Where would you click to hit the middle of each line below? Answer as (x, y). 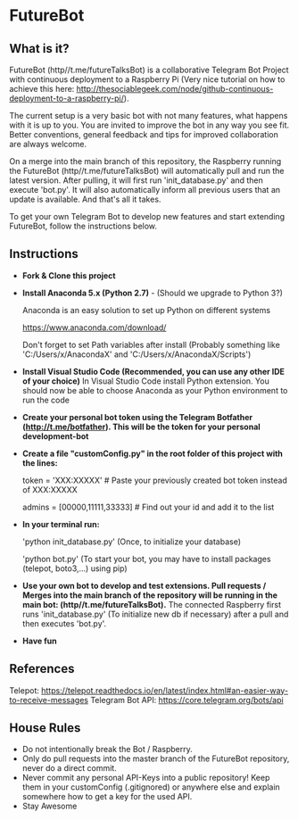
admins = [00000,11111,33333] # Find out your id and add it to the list (148, 507)
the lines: (40, 463)
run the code (46, 400)
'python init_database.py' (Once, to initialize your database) (132, 542)
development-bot (55, 436)
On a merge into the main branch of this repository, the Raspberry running (145, 161)
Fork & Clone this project (69, 275)
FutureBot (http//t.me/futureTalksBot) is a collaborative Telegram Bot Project (149, 70)
